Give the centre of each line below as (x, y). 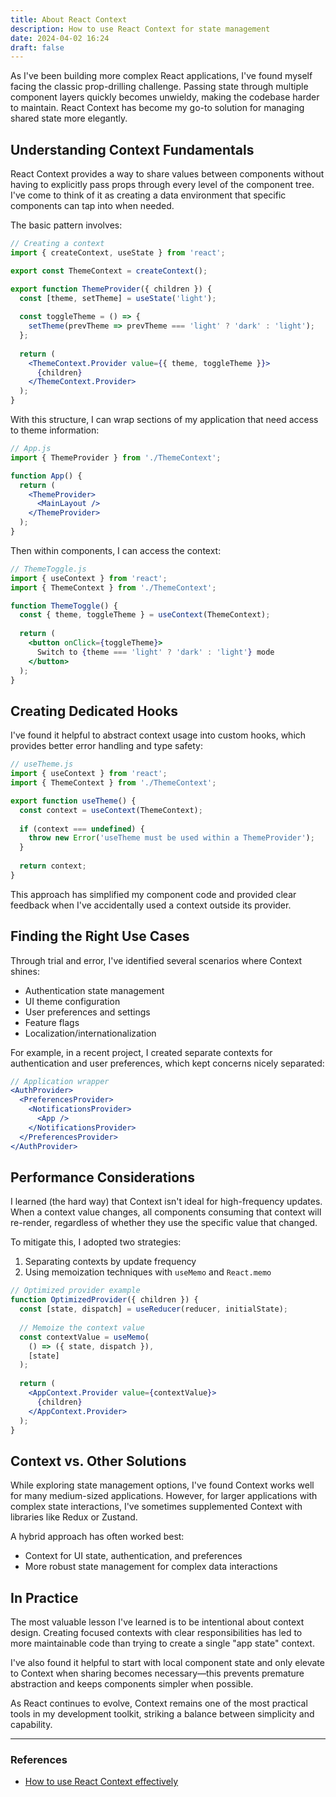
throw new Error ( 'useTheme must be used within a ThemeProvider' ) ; (171, 838)
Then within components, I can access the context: (116, 550)
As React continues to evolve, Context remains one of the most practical (159, 1703)
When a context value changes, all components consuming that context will (166, 1212)
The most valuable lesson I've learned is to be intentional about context (157, 1622)
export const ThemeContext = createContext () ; (109, 271)
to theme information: (55, 430)
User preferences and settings (87, 1012)
